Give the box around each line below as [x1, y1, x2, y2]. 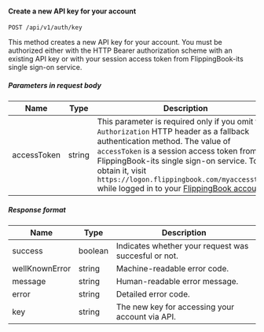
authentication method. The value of [97, 136, 231, 147]
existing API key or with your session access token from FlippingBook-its [8, 54, 244, 64]
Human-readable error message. [115, 276, 239, 287]
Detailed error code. [115, 289, 190, 300]
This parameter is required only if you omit [97, 116, 254, 127]
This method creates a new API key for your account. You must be [8, 38, 222, 47]
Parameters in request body [8, 80, 102, 90]
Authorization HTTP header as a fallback [97, 126, 250, 137]
